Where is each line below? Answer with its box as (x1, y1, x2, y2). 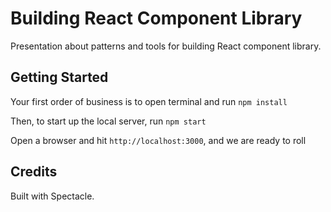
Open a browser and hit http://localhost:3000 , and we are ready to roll (10, 134, 307, 146)
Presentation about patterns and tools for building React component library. (10, 40, 322, 52)
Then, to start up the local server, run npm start (10, 115, 207, 127)
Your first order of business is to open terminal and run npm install (10, 95, 288, 107)
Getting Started (10, 69, 109, 86)
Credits (10, 163, 58, 181)
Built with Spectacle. (10, 190, 95, 202)
